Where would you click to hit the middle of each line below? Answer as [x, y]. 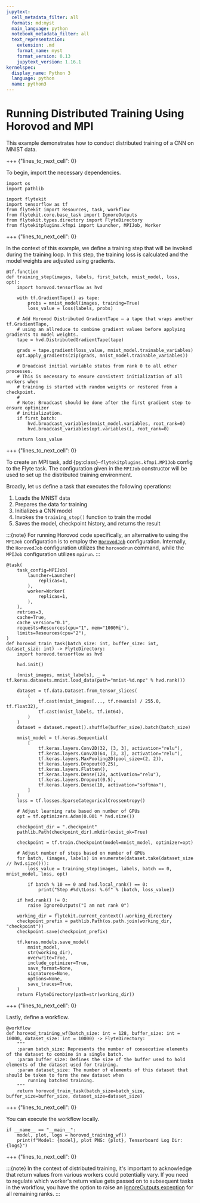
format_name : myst [40, 51]
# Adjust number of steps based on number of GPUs [81, 853]
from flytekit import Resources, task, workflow [68, 209]
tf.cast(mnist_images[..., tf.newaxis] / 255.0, [100, 701]
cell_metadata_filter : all [45, 17]
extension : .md [36, 45]
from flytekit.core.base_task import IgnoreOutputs [72, 215]
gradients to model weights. [42, 335]
